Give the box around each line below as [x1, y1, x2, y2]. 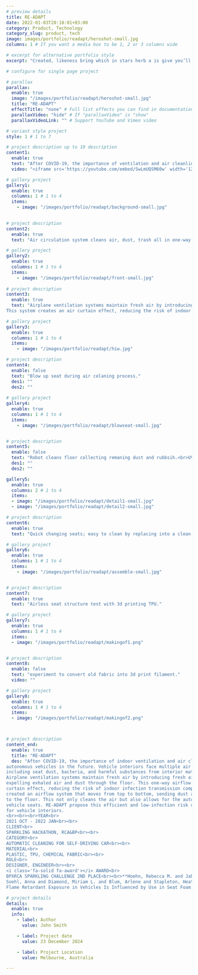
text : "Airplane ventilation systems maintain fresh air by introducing [11, 302, 194, 309]
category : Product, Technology [6, 25, 83, 31]
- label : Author [16, 917, 57, 923]
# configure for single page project [6, 68, 99, 74]
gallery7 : [6, 617, 31, 623]
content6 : [6, 520, 31, 526]
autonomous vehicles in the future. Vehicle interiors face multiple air [6, 764, 192, 770]
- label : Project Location [16, 949, 83, 955]
